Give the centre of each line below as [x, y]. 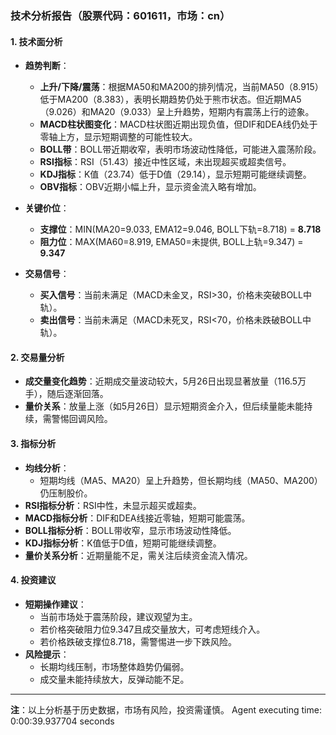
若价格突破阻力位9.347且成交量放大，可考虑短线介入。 [152, 629]
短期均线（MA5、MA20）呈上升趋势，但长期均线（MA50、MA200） [181, 480]
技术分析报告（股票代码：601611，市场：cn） [120, 15]
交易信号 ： [47, 274]
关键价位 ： [47, 208]
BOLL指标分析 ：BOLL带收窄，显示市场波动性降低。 [130, 530]
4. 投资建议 [33, 580]
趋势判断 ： [47, 66]
